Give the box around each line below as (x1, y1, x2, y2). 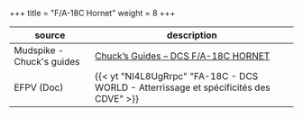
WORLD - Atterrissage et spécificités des (94, 81, 271, 94)
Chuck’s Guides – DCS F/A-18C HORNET (94, 49, 271, 62)
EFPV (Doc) (14, 81, 64, 94)
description (166, 29, 218, 41)
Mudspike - (14, 44, 65, 57)
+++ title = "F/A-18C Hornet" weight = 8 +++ (9, 8, 176, 18)
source (34, 29, 66, 41)
